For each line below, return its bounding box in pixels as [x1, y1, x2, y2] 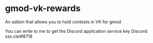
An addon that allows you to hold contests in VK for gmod [5, 19, 121, 25]
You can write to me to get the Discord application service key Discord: [5, 28, 148, 34]
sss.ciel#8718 [5, 33, 33, 39]
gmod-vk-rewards [5, 3, 81, 14]
